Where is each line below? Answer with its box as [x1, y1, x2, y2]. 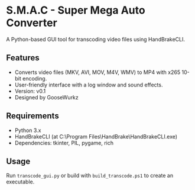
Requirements [6, 111, 59, 121]
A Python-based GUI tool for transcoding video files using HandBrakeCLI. [6, 36, 185, 43]
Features [6, 53, 40, 63]
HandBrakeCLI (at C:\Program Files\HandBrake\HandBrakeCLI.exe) [14, 133, 178, 140]
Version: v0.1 [14, 87, 46, 95]
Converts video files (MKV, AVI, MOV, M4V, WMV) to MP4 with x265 [14, 69, 181, 76]
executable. [6, 178, 35, 185]
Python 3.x [14, 127, 41, 134]
